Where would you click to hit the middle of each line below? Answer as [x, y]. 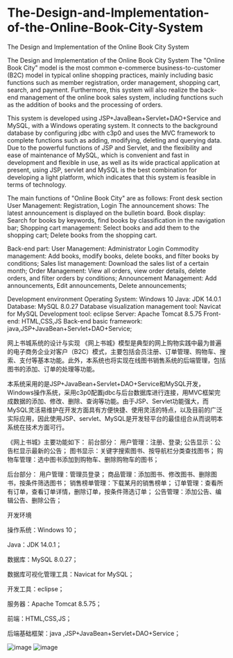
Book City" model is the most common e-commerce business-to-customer [114, 67]
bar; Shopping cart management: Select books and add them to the [103, 227]
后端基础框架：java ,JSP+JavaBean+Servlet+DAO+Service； [94, 633]
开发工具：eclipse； [36, 588]
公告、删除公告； [37, 500]
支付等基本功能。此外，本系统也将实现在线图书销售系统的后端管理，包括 [122, 360]
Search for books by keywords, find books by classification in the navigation [116, 220]
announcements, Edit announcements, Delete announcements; [97, 285]
